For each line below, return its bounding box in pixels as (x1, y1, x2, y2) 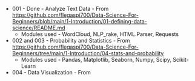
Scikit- (172, 56, 189, 63)
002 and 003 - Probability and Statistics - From (12, 37, 130, 44)
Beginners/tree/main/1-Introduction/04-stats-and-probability (12, 50, 164, 56)
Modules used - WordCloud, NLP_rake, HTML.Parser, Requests (21, 31, 179, 38)
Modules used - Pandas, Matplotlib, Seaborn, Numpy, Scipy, (21, 56, 171, 63)
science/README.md (12, 24, 65, 31)
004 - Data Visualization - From (12, 69, 91, 76)
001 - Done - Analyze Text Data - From (12, 5, 109, 12)
